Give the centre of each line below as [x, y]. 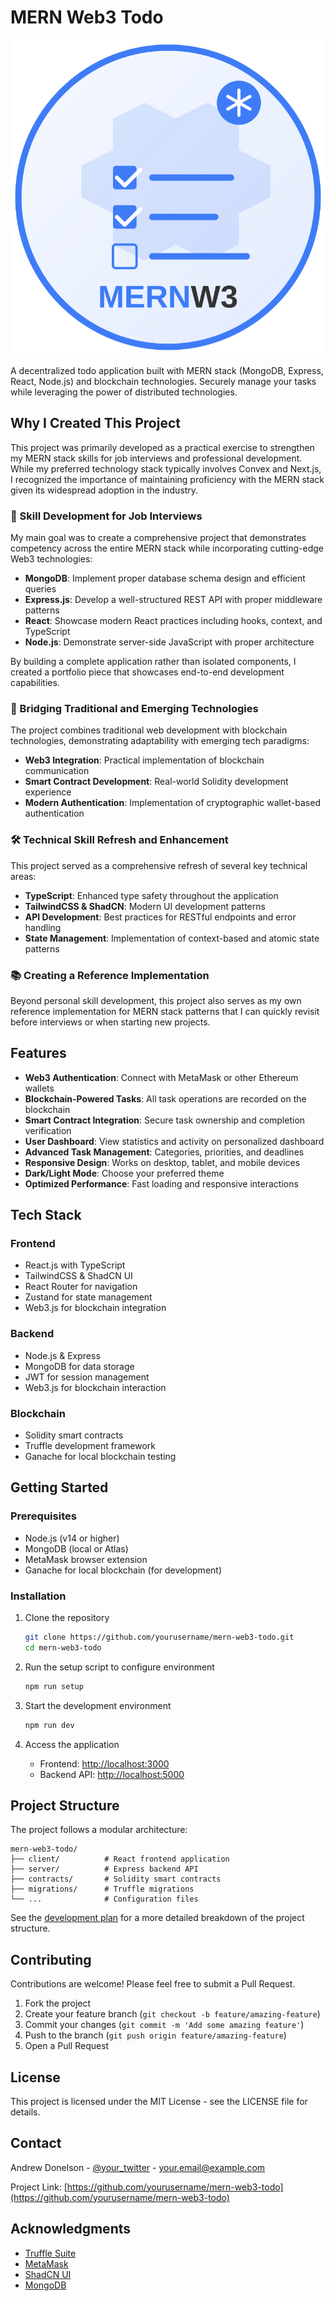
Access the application [72, 1744]
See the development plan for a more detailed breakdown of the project [157, 1918]
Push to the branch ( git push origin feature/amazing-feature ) [155, 2035]
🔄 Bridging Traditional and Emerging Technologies [134, 708]
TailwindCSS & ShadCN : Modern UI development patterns [145, 906]
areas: [23, 876]
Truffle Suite [50, 2253]
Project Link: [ [39, 2187]
